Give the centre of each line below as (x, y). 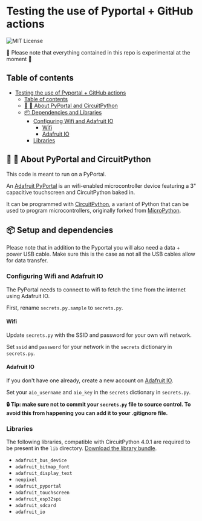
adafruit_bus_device (41, 461)
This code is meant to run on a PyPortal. (56, 174)
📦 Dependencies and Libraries (63, 112)
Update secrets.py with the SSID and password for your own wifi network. (99, 335)
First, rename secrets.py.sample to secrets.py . (65, 308)
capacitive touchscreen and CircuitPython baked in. (71, 192)
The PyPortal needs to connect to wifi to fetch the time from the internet (96, 290)
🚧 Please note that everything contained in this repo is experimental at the (98, 52)
